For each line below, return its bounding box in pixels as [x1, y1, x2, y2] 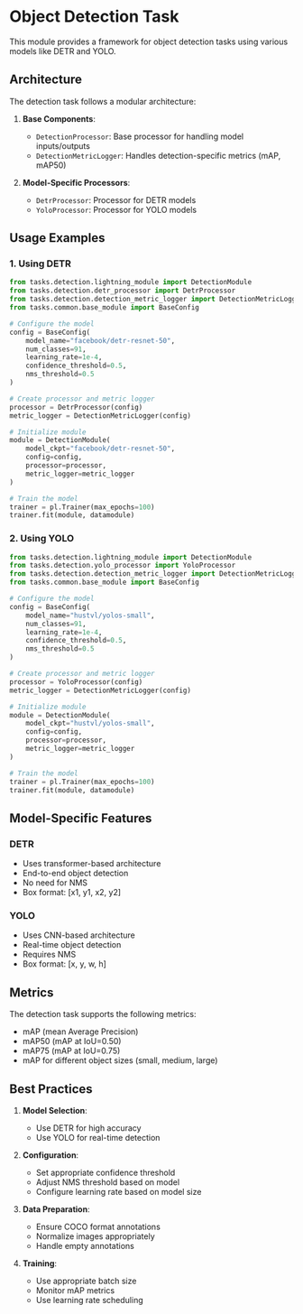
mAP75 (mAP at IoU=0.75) [22, 1045, 121, 1057]
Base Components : [22, 113, 96, 124]
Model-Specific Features [9, 810, 152, 826]
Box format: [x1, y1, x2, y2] [22, 887, 122, 898]
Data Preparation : [22, 1204, 90, 1215]
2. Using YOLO [9, 532, 75, 545]
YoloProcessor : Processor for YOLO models [35, 204, 197, 215]
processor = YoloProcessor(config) [9, 677, 143, 687]
